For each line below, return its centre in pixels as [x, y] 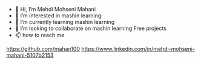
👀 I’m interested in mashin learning [58, 16]
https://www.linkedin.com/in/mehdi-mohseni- [138, 49]
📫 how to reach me [40, 35]
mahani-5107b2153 [30, 55]
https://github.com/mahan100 [43, 49]
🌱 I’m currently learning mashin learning [65, 22]
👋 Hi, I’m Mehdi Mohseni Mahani [55, 9]
